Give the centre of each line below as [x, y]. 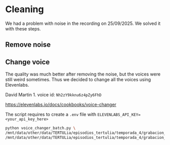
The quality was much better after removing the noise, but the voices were [83, 74]
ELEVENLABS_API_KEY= [119, 115]
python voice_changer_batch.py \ [40, 128]
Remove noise [28, 45]
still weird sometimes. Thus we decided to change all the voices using [78, 80]
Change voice [28, 62]
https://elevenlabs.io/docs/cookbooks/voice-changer [61, 104]
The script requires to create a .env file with [51, 115]
